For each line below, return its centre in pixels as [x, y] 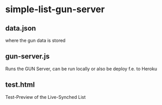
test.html [20, 85]
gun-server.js [28, 56]
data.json [21, 28]
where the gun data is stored [35, 40]
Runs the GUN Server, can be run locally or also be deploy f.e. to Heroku [81, 69]
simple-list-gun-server [55, 9]
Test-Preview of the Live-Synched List [45, 97]
